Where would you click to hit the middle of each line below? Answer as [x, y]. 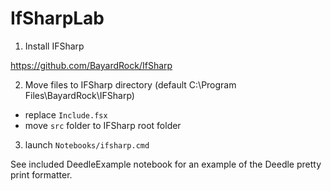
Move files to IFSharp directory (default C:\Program [130, 84]
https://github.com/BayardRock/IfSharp [91, 65]
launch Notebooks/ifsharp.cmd [87, 144]
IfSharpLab [57, 18]
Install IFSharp [54, 46]
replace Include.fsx [66, 114]
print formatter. [41, 174]
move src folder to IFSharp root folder [103, 125]
